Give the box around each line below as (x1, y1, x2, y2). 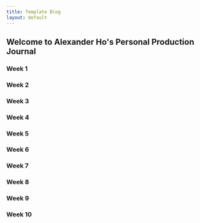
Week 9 (6, 194, 29, 202)
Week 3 (6, 97, 29, 105)
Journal (6, 46, 36, 56)
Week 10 (6, 210, 32, 219)
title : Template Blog (6, 8, 61, 15)
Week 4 (6, 113, 30, 121)
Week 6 (6, 146, 29, 154)
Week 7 (6, 161, 29, 170)
